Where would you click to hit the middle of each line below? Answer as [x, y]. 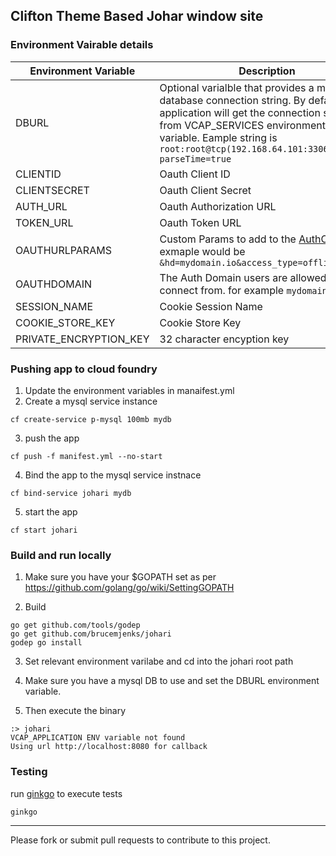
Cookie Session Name [211, 306]
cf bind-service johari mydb [71, 493]
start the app [51, 511]
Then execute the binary [75, 711]
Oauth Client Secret [205, 190]
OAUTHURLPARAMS [63, 250]
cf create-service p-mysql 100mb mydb [91, 419]
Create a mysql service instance [91, 401]
